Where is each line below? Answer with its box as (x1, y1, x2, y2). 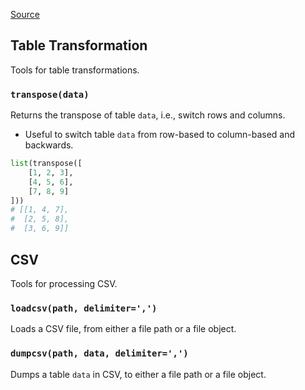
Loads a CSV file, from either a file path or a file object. (10, 323, 237, 335)
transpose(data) (10, 89, 90, 100)
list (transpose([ (10, 159, 83, 169)
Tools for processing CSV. (10, 277, 118, 289)
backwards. (24, 139, 74, 151)
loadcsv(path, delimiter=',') (10, 302, 158, 314)
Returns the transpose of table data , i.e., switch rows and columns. (10, 109, 286, 121)
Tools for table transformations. (10, 64, 140, 76)
